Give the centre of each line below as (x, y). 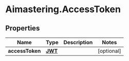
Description (78, 42)
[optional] (109, 51)
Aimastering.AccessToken (63, 9)
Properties (23, 28)
